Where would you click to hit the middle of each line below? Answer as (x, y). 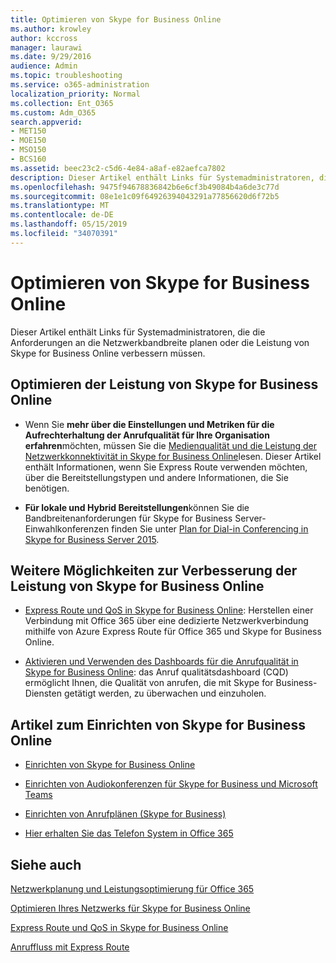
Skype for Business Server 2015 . (92, 539)
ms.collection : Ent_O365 (62, 103)
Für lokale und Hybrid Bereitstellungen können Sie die (137, 507)
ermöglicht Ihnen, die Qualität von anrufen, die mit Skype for (149, 683)
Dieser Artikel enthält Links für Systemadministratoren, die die (138, 332)
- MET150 (28, 131)
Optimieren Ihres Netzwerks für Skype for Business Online (130, 908)
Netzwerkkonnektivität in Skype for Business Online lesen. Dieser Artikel (173, 456)
